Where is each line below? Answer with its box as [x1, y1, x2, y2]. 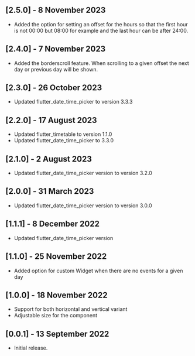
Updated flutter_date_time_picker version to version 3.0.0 [13, 202, 152, 209]
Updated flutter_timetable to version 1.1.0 [13, 131, 112, 138]
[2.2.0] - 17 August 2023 [5, 115, 97, 125]
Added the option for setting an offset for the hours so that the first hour [13, 20, 188, 28]
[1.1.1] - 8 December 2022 [5, 219, 100, 229]
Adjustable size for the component [13, 312, 98, 319]
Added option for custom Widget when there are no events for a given [13, 267, 183, 274]
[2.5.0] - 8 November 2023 [5, 5, 106, 15]
